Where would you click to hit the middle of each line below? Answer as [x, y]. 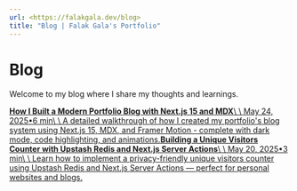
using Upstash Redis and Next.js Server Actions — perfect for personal [139, 168]
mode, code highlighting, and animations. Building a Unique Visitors [134, 139]
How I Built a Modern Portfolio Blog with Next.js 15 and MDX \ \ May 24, [141, 111]
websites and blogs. [46, 178]
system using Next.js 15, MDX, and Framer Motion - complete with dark [140, 131]
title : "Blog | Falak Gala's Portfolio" [85, 26]
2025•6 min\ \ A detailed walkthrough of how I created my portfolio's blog [144, 121]
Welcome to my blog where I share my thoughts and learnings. [124, 94]
